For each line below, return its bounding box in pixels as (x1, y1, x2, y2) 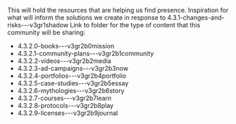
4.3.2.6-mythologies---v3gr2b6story (17, 87, 125, 95)
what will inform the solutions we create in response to (7, 13, 166, 22)
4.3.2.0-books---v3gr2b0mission (17, 42, 115, 50)
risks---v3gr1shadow (7, 21, 69, 29)
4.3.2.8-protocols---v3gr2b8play (17, 102, 114, 109)
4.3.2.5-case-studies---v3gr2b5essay (17, 79, 129, 87)
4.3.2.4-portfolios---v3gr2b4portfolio (17, 71, 127, 80)
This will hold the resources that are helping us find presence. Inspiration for (7, 6, 229, 14)
